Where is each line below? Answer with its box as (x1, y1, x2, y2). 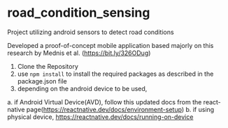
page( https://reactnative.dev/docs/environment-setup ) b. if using (26, 105, 215, 113)
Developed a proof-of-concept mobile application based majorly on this (7, 41, 214, 49)
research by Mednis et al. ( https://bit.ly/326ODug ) (7, 49, 151, 57)
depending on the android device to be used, (17, 84, 148, 93)
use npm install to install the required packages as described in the (17, 70, 214, 78)
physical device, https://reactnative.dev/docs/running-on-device (7, 113, 194, 121)
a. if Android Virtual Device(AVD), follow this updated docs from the (7, 97, 202, 106)
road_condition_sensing (7, 5, 150, 21)
